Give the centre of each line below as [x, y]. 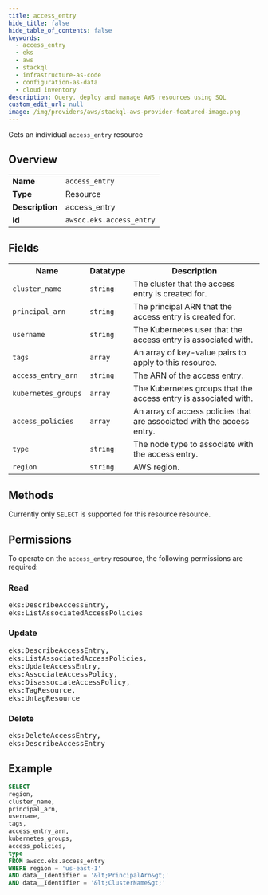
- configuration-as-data [57, 82]
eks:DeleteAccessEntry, [55, 736]
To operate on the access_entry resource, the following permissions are [126, 559]
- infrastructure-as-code [59, 75]
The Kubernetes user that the [188, 329]
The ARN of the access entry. [188, 375]
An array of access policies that [192, 411]
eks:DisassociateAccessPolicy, [69, 682]
